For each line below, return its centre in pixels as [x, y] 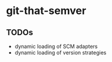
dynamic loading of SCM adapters [56, 46]
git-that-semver [46, 11]
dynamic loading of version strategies [60, 53]
